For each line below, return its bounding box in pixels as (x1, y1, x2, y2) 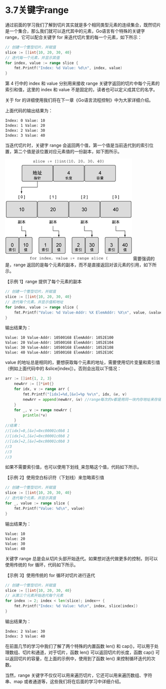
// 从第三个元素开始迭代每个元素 (5, 593, 63, 598)
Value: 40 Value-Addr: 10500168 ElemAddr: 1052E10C (5, 350, 114, 355)
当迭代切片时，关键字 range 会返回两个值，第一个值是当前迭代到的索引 (5, 142, 150, 149)
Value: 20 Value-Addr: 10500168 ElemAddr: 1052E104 (5, 340, 114, 345)
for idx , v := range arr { (14, 387, 70, 392)
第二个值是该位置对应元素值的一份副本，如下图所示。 (13, 149, 122, 155)
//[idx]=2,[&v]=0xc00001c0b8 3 (5, 439, 70, 444)
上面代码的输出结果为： (5, 107, 53, 114)
